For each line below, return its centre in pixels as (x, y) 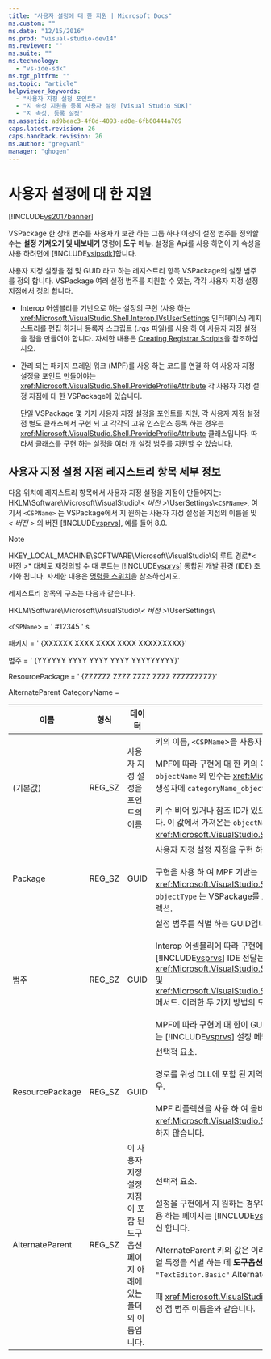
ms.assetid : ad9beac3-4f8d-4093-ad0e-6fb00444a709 (95, 121)
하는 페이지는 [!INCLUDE (210, 1216)
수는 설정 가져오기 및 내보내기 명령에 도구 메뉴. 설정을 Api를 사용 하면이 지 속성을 (135, 243)
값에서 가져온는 (204, 823)
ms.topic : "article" (43, 83)
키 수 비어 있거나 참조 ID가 (202, 811)
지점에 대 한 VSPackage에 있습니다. (85, 396)
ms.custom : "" (32, 23)
